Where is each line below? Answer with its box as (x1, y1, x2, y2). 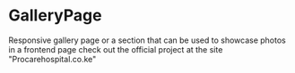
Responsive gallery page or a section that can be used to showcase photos (8, 35, 286, 45)
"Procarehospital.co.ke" (8, 53, 97, 64)
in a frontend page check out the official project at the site (8, 44, 223, 54)
